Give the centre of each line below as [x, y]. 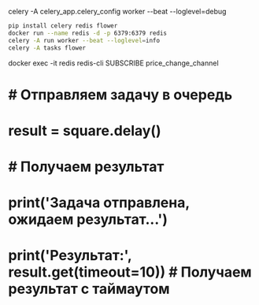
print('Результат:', [70, 256]
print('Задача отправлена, [99, 203]
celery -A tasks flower [47, 48]
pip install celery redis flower [63, 26]
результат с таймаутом [89, 289]
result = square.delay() [85, 130]
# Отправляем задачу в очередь [120, 95]
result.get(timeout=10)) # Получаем [130, 272]
